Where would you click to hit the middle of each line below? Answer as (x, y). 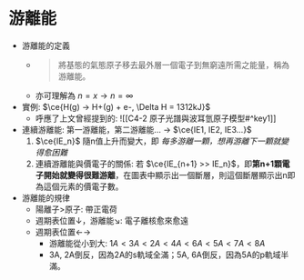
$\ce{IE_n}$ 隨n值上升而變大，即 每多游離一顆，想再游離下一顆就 (158, 141)
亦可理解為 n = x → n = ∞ (84, 95)
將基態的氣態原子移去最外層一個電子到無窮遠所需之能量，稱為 (174, 65)
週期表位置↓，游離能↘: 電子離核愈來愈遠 (112, 220)
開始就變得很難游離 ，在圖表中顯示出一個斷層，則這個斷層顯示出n (165, 175)
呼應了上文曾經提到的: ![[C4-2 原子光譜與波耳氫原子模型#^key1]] (156, 118)
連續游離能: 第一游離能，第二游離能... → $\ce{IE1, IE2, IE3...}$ (137, 129)
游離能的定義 (46, 45)
